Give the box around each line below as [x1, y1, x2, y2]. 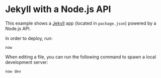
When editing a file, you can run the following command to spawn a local [5, 54, 156, 60]
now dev [5, 69, 22, 74]
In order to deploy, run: [5, 35, 53, 41]
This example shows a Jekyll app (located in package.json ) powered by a [5, 20, 156, 26]
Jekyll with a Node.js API [5, 4, 111, 15]
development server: [5, 59, 48, 65]
